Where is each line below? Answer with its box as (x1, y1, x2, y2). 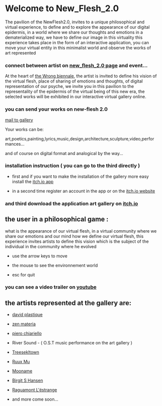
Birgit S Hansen (12, 377, 44, 384)
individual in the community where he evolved (5, 243, 97, 249)
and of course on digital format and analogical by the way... (5, 150, 123, 156)
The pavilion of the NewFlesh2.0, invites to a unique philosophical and (5, 19, 145, 25)
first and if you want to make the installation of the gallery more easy (12, 173, 149, 179)
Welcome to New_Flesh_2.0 (5, 3, 119, 14)
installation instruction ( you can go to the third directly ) (5, 162, 140, 169)
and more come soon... (12, 396, 59, 402)
